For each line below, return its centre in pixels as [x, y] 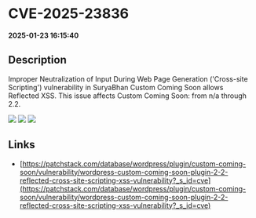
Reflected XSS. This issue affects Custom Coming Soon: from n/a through [128, 96]
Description [37, 60]
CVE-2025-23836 [69, 14]
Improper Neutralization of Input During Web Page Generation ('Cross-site [128, 78]
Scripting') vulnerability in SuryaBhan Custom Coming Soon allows [116, 87]
